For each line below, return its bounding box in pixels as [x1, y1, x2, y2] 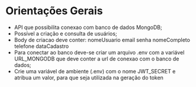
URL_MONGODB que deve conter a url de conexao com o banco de [14, 55, 179, 62]
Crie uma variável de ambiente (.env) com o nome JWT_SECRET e [14, 67, 176, 75]
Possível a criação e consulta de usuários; [14, 30, 117, 37]
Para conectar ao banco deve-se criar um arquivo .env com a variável [14, 49, 185, 56]
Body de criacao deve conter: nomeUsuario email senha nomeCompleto [14, 36, 191, 43]
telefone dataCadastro [14, 43, 69, 50]
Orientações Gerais [5, 4, 103, 18]
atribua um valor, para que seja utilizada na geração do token [14, 74, 164, 81]
